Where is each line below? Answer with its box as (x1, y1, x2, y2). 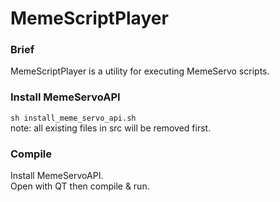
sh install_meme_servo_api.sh (10, 113, 137, 123)
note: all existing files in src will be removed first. (10, 122, 212, 134)
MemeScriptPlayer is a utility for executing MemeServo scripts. (10, 65, 270, 77)
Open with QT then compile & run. (10, 180, 150, 192)
